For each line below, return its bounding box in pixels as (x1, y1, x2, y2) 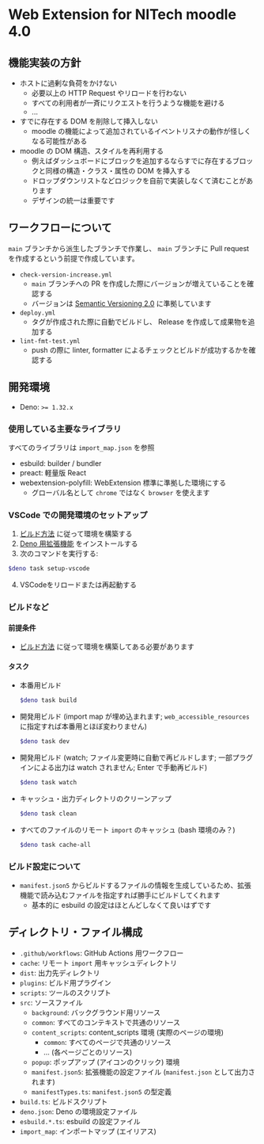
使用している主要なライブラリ (8, 423, 122, 434)
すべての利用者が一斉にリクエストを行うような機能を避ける (31, 98, 225, 108)
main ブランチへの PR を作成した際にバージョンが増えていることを (31, 279, 247, 288)
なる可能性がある (31, 136, 88, 146)
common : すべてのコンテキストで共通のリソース (31, 1017, 180, 1027)
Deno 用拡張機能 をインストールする (19, 539, 138, 548)
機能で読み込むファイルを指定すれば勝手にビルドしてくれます (19, 890, 221, 900)
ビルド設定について (8, 861, 81, 872)
